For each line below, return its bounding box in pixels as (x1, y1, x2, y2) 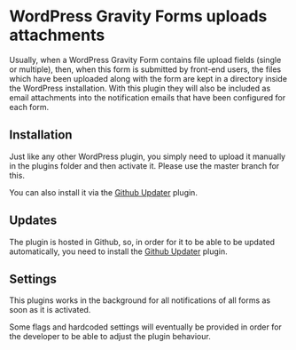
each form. (9, 101, 50, 112)
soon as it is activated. (9, 305, 91, 315)
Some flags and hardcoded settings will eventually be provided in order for (9, 322, 282, 332)
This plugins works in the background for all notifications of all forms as (9, 295, 271, 306)
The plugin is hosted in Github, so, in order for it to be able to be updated (9, 236, 276, 247)
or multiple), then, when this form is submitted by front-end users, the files (9, 64, 282, 75)
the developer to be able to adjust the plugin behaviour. (9, 331, 211, 342)
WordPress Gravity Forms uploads (9, 6, 268, 27)
